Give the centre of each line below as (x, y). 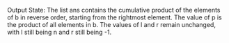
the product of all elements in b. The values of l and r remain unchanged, (111, 25)
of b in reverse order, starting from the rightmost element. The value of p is (114, 17)
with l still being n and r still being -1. (60, 32)
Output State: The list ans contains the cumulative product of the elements (114, 10)
